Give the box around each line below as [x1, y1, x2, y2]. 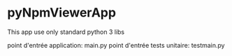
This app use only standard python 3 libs [7, 28, 124, 36]
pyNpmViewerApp [7, 5, 117, 21]
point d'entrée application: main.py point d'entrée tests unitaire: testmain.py [7, 41, 225, 49]
